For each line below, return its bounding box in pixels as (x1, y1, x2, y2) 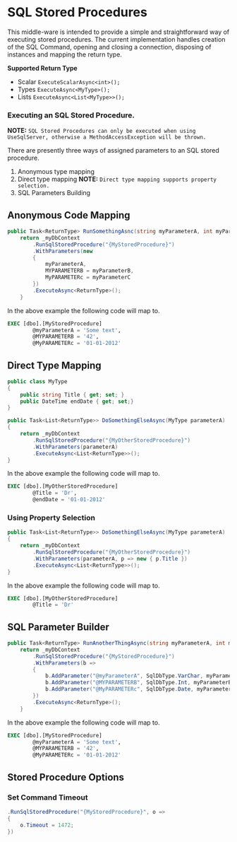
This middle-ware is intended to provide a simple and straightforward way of (7, 28, 230, 36)
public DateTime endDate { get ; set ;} (20, 397, 134, 405)
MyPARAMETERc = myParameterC (44, 274, 131, 281)
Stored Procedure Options (7, 771, 125, 783)
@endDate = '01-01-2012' (32, 496, 106, 503)
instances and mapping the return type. (7, 50, 122, 59)
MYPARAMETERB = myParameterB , (44, 267, 134, 274)
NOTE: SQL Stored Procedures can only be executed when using (7, 127, 196, 135)
